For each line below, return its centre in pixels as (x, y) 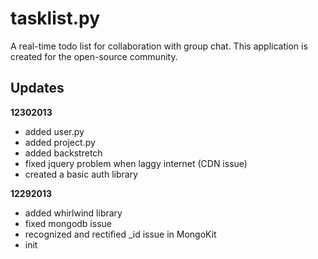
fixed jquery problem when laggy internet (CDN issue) (136, 163)
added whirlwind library (73, 213)
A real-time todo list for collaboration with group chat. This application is (159, 46)
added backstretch (63, 153)
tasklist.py (55, 18)
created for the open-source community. (94, 56)
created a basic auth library (81, 174)
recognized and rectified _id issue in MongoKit (120, 234)
